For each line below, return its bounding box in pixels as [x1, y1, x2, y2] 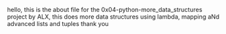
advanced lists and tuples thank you [7, 20, 109, 27]
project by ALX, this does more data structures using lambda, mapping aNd [7, 13, 220, 21]
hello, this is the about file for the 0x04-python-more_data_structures [7, 6, 203, 13]
